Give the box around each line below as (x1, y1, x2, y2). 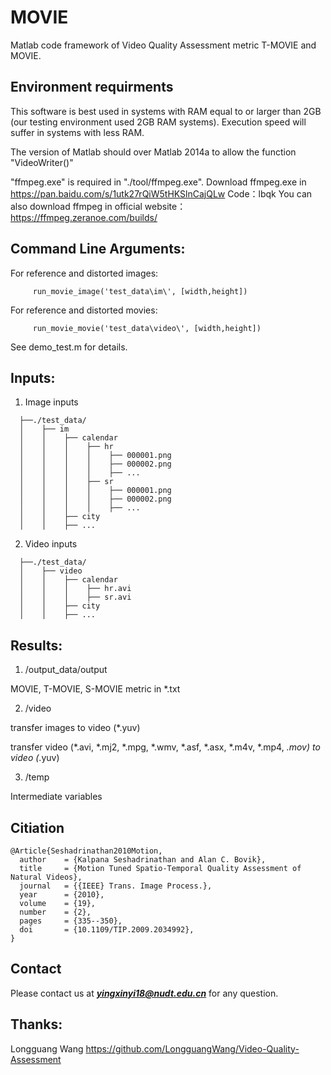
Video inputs (24, 538, 78, 550)
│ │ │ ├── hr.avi (19, 584, 132, 594)
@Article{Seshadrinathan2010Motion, (10, 846, 163, 856)
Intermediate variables (10, 791, 103, 803)
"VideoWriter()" (10, 156, 74, 168)
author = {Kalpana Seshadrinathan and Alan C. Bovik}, (19, 855, 267, 865)
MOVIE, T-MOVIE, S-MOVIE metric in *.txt (10, 683, 181, 695)
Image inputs (24, 396, 79, 408)
